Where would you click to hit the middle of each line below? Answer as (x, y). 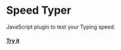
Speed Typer (39, 10)
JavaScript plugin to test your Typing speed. (61, 27)
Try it (13, 40)
